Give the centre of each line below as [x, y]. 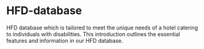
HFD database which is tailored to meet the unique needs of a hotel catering [102, 28]
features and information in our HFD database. [65, 40]
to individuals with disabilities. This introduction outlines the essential [93, 34]
